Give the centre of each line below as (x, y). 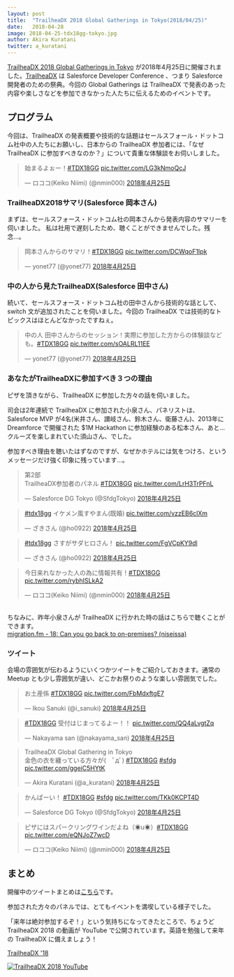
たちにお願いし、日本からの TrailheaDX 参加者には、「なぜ (121, 144)
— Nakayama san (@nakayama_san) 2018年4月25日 (100, 738)
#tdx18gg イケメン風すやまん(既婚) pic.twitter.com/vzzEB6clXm (116, 513)
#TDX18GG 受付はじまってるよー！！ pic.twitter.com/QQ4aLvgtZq (119, 723)
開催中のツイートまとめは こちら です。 (62, 892)
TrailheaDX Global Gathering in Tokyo (78, 752)
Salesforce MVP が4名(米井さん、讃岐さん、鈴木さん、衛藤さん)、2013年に (116, 419)
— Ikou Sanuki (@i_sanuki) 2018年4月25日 (85, 708)
